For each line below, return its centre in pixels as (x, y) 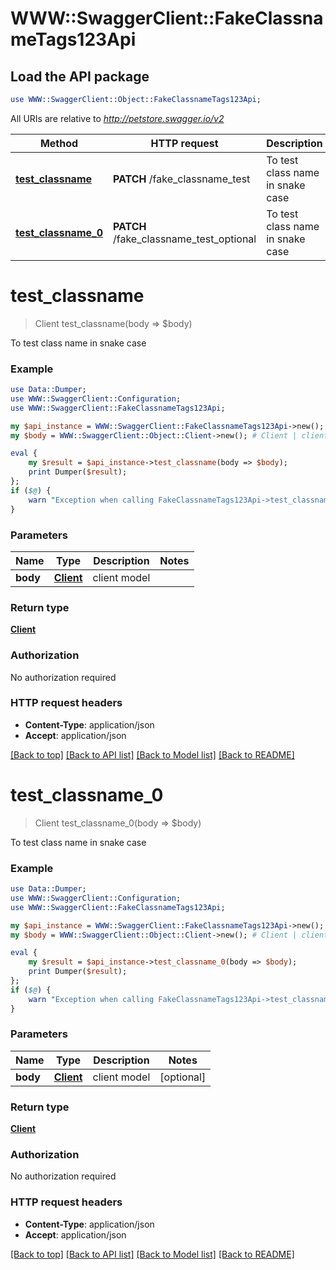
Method (59, 143)
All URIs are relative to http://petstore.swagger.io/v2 (117, 118)
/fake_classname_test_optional (184, 239)
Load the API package (80, 76)
